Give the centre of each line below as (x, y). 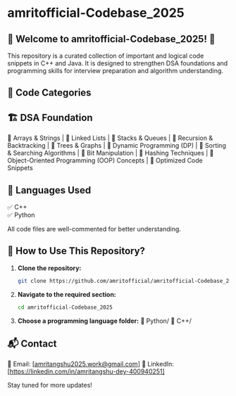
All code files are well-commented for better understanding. (94, 229)
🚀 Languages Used (49, 190)
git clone (32, 281)
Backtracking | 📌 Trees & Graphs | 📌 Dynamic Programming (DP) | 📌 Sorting (117, 146)
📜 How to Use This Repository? (76, 251)
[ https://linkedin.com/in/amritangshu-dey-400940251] (86, 371)
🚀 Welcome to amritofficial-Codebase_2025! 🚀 (112, 39)
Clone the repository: (49, 268)
